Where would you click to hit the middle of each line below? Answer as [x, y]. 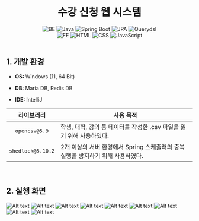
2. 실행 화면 [26, 191]
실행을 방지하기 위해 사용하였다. [102, 156]
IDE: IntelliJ [28, 99]
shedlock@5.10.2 [32, 151]
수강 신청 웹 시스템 [99, 12]
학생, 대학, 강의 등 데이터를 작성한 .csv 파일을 [120, 127]
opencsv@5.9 [32, 131]
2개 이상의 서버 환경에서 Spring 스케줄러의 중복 [123, 147]
